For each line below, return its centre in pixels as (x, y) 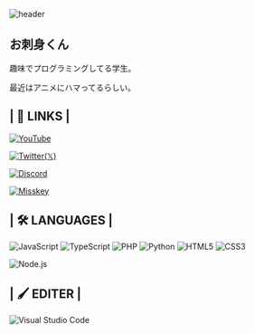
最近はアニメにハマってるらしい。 (73, 87)
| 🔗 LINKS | (40, 116)
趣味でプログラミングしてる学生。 (73, 68)
